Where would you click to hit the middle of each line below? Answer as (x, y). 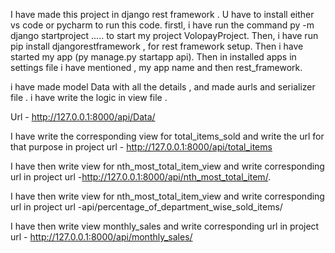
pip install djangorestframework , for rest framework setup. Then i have (157, 46)
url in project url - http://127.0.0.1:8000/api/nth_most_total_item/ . (141, 177)
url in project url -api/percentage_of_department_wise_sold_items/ (146, 207)
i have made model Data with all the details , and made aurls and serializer (163, 87)
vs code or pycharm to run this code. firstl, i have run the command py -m (162, 25)
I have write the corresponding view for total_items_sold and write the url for (167, 136)
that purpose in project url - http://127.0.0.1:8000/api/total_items (141, 147)
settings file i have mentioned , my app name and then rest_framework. (156, 67)
